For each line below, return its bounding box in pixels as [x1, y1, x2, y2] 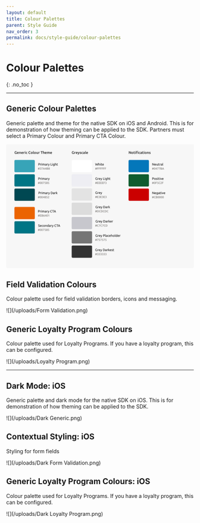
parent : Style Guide [6, 22, 58, 28]
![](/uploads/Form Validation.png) [6, 307, 88, 314]
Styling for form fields [6, 447, 60, 454]
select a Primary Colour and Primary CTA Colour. [6, 132, 126, 140]
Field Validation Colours [6, 280, 97, 289]
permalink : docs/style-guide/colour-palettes [6, 35, 121, 41]
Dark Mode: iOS [6, 380, 66, 391]
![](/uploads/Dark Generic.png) [6, 414, 82, 422]
